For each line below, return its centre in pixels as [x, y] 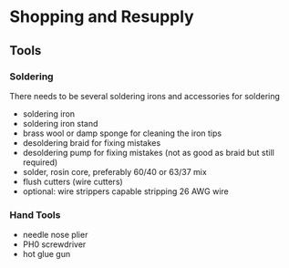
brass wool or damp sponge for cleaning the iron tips [122, 133]
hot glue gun [46, 254]
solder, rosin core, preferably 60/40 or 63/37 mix [114, 171]
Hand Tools [35, 214]
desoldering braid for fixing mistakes [92, 142]
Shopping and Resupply [102, 17]
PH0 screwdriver [54, 244]
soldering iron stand [60, 123]
